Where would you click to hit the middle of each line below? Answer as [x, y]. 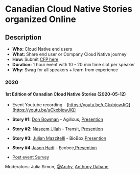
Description [23, 37]
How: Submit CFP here [35, 59]
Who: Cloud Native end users [42, 49]
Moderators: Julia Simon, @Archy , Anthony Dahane [57, 167]
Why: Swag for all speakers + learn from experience [65, 70]
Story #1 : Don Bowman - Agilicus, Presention [58, 119]
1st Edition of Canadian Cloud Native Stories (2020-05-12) [66, 94]
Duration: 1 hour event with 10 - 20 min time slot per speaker [73, 65]
